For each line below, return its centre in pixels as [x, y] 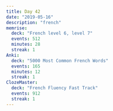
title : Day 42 [23, 11]
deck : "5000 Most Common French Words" [60, 60]
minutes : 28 [26, 45]
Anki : [13, 55]
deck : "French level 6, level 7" [52, 33]
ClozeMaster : [22, 83]
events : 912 [26, 93]
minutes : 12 [26, 72]
